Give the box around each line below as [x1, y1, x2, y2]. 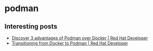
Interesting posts [4, 22, 58, 31]
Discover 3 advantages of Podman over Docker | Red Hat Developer [11, 35, 148, 41]
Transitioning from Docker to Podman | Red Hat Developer [11, 40, 128, 46]
